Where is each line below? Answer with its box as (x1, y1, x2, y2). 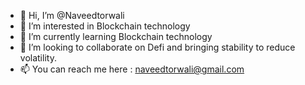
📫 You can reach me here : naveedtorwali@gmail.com (19, 63, 245, 75)
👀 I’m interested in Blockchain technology (19, 20, 191, 32)
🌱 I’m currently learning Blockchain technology (19, 31, 213, 42)
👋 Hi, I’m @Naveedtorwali (19, 10, 125, 21)
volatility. (19, 52, 57, 64)
